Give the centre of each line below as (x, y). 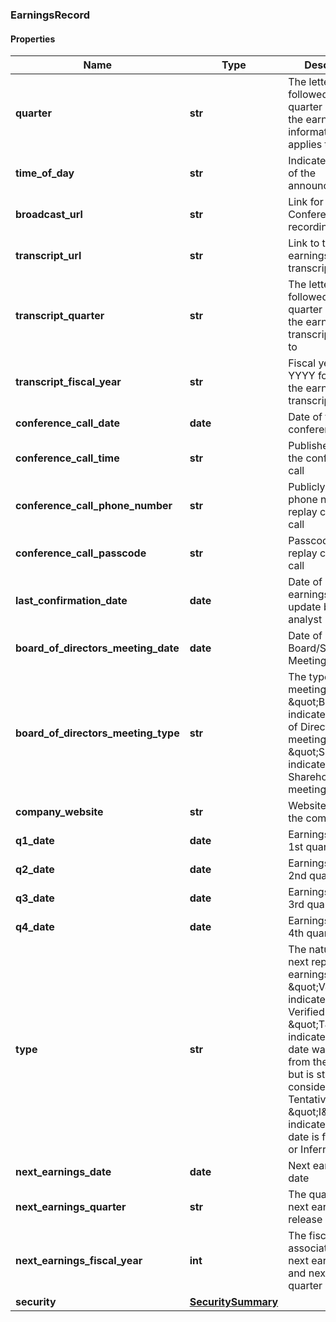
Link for (306, 202)
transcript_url (48, 256)
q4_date (35, 927)
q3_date (35, 898)
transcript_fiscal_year (68, 382)
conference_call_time (67, 458)
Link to (304, 243)
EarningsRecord (50, 15)
